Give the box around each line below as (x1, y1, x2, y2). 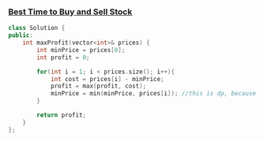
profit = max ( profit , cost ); (50, 82, 147, 91)
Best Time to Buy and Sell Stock (8, 6, 133, 17)
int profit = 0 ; (36, 54, 90, 61)
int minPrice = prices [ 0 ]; (36, 46, 126, 54)
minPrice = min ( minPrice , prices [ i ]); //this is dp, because (50, 90, 257, 98)
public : (8, 32, 34, 39)
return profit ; (36, 111, 87, 120)
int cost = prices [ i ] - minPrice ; (50, 75, 164, 83)
